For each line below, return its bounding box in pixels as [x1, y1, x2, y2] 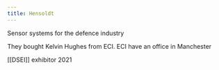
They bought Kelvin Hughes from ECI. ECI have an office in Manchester [7, 42, 212, 50]
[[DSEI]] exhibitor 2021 [7, 56, 72, 64]
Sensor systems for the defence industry [7, 29, 124, 37]
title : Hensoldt [7, 10, 54, 17]
